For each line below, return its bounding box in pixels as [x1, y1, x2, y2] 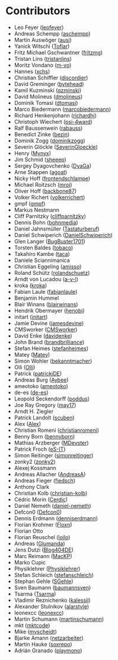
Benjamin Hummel [14, 294, 59, 302]
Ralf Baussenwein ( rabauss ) [14, 124, 83, 132]
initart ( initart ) [14, 313, 48, 321]
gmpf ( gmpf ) [14, 200, 46, 207]
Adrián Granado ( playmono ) [14, 647, 82, 654]
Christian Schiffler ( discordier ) [14, 74, 88, 81]
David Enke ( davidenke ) [14, 332, 72, 339]
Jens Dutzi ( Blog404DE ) [14, 546, 74, 553]
